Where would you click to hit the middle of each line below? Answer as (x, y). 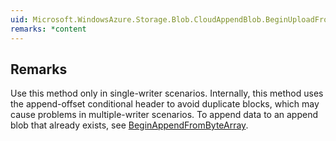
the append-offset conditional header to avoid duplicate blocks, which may (165, 104)
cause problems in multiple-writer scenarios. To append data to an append (164, 115)
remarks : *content (48, 29)
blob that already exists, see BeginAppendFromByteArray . (129, 125)
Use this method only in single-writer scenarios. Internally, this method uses (167, 93)
